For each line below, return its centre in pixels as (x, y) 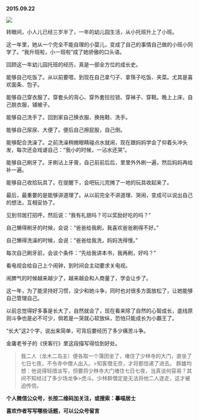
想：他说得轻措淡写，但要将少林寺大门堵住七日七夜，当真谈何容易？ (104, 371)
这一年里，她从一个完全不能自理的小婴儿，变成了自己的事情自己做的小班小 (97, 44)
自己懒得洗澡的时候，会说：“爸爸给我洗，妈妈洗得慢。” (72, 240)
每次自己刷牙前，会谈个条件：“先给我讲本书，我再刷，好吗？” (81, 253)
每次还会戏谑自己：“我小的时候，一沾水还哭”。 (73, 150)
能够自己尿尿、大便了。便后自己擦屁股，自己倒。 (66, 130)
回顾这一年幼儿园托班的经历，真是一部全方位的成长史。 (73, 64)
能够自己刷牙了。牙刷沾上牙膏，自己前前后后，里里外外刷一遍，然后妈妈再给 (99, 162)
